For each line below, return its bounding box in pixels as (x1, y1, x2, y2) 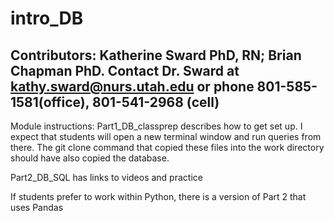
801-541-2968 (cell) (92, 93, 220, 111)
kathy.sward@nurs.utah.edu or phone (10, 78, 255, 95)
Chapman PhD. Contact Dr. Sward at (10, 62, 240, 79)
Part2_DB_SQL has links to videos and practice (10, 172, 203, 183)
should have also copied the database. (10, 152, 170, 164)
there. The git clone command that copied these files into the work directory (10, 142, 325, 153)
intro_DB (10, 7, 84, 30)
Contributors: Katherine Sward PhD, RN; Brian (10, 47, 302, 64)
